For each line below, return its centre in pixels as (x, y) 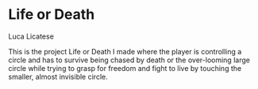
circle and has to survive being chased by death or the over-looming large (129, 60)
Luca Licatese (31, 36)
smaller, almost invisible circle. (58, 76)
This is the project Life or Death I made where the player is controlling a (125, 51)
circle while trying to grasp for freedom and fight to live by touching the (125, 68)
